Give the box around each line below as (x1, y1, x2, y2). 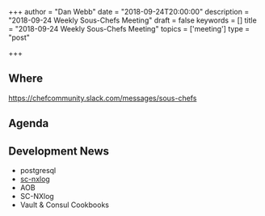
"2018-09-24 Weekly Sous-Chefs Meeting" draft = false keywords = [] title (8, 15, 257, 25)
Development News (8, 144, 110, 158)
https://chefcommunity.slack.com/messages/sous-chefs (8, 93, 197, 103)
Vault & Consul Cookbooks (19, 200, 109, 210)
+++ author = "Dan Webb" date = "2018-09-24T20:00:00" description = (8, 7, 250, 16)
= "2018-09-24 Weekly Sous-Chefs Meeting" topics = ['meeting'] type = (8, 24, 250, 33)
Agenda (8, 116, 49, 130)
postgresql (19, 166, 57, 176)
